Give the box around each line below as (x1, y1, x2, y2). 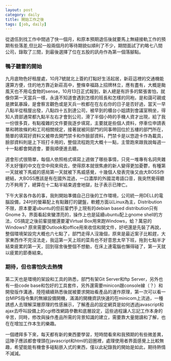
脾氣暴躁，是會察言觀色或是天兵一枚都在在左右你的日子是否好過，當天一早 (9, 101, 166, 107)
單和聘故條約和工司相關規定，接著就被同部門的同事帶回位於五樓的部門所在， (5, 126, 166, 132)
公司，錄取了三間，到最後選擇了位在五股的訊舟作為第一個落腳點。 (5, 49, 144, 55)
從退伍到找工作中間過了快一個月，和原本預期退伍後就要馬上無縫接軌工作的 (5, 36, 161, 42)
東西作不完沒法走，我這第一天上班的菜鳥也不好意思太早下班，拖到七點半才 (9, 237, 166, 243)
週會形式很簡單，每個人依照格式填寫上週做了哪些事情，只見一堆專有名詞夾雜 (5, 156, 166, 162)
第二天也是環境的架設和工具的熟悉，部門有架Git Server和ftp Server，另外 (5, 276, 159, 282)
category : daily (5, 12, 40, 17)
